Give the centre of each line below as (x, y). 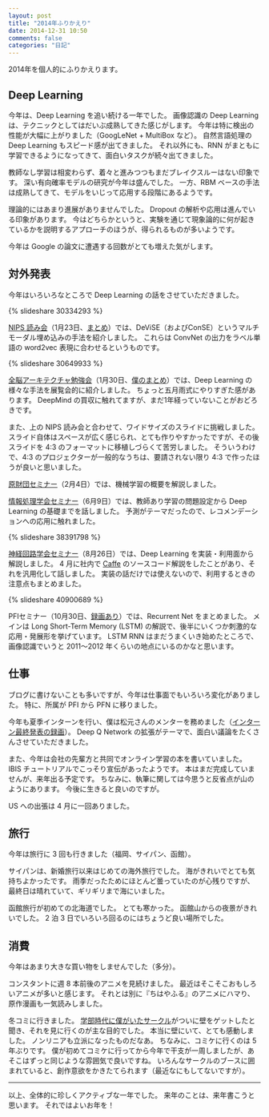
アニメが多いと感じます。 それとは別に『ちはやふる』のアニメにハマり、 (134, 994)
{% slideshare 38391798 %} (55, 536)
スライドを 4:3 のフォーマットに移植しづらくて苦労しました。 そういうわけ (132, 447)
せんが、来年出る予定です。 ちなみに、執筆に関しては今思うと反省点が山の (131, 778)
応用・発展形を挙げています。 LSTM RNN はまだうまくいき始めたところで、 (133, 636)
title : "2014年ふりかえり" (50, 23)
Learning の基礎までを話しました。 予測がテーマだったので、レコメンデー (130, 511)
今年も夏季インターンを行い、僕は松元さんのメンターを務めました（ (120, 721)
